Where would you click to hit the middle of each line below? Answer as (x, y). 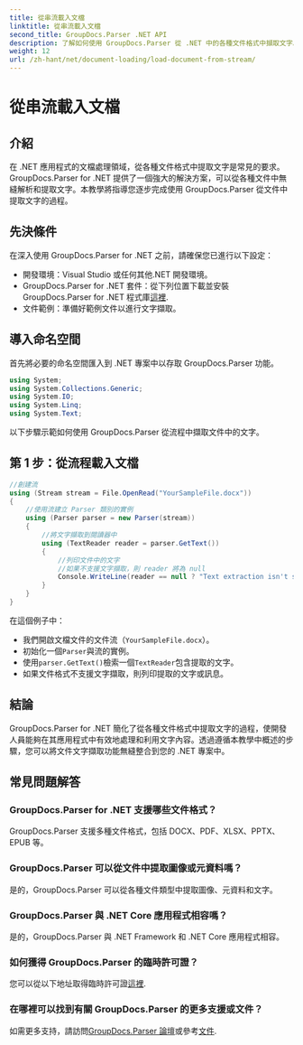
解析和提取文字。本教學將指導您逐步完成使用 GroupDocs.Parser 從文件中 (152, 189)
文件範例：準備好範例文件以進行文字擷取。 (101, 308)
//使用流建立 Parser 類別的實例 (79, 510)
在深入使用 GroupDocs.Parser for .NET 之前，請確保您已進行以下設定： (141, 255)
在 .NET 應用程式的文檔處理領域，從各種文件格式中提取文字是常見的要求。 (147, 167)
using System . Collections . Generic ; (76, 388)
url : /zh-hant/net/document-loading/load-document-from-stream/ (133, 60)
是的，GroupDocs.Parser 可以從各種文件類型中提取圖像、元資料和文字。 (143, 890)
